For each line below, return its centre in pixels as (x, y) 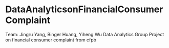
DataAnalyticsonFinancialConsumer (84, 9)
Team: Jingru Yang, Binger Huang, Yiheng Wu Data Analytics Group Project (85, 34)
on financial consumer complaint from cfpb (51, 40)
